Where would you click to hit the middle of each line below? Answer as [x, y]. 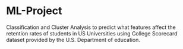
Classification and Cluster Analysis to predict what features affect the [91, 27]
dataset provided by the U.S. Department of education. [73, 40]
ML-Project [34, 11]
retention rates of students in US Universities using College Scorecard [92, 33]
